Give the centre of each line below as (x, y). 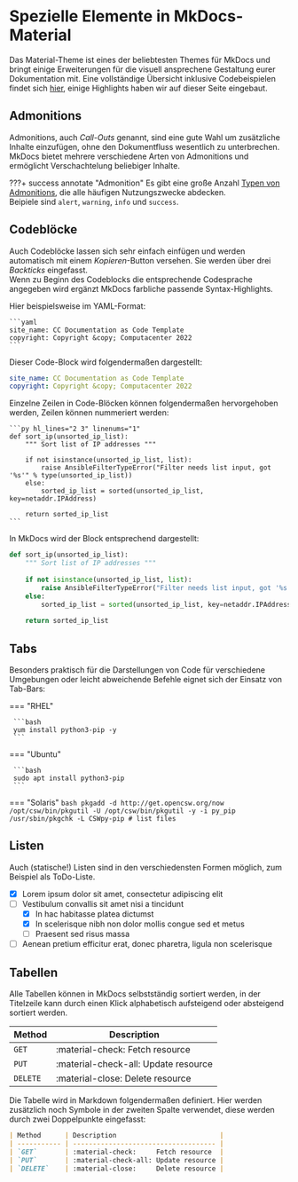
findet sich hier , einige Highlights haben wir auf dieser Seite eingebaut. (138, 88)
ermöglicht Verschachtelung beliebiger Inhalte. (94, 165)
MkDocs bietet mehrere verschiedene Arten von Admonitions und (129, 156)
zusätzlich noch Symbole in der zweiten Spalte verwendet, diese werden (142, 1110)
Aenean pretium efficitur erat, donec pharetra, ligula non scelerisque (147, 944)
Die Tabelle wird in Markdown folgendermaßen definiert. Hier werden (136, 1100)
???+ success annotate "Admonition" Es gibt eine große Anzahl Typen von (145, 183)
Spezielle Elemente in (90, 16)
